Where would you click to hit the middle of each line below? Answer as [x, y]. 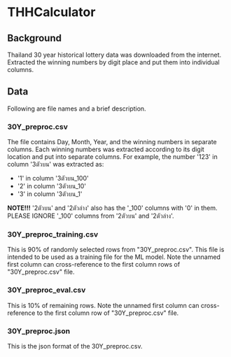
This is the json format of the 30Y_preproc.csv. [75, 346]
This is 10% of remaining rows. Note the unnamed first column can [103, 305]
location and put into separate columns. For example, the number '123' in [113, 157]
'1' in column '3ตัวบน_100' [53, 178]
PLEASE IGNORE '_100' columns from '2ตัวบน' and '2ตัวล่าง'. [91, 216]
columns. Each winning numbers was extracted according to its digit [106, 149]
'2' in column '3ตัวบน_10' [51, 186]
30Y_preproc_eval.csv [47, 290]
